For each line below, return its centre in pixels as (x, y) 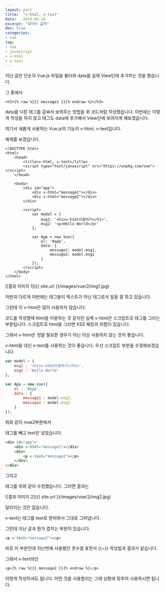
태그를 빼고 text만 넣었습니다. (34, 433)
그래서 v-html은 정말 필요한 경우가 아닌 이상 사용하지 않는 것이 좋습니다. (75, 335)
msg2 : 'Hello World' (36, 370)
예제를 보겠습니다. (23, 139)
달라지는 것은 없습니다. (27, 508)
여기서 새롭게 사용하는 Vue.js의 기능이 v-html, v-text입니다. (63, 129)
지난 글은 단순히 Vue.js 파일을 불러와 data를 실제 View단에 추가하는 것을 (76, 76)
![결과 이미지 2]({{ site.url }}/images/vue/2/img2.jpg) (58, 497)
